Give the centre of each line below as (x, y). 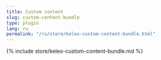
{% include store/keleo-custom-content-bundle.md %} (75, 51)
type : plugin (23, 23)
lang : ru (17, 28)
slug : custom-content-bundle (43, 17)
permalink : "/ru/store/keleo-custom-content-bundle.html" (81, 34)
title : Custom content (35, 12)
